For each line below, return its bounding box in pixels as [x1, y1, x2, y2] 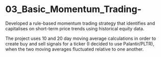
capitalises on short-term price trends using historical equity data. [5, 25, 145, 31]
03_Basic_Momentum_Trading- [5, 4, 142, 15]
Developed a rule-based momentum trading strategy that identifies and [5, 20, 155, 26]
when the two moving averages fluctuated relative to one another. [5, 46, 144, 52]
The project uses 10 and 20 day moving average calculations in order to [5, 35, 156, 41]
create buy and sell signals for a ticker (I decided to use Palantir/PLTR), [5, 40, 154, 46]
